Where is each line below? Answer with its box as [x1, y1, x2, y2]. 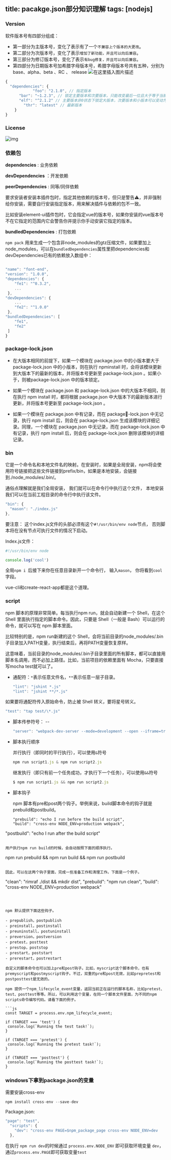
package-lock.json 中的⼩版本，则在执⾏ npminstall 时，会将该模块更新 [12, 363, 162, 370]
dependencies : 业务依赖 [5, 162, 59, 168]
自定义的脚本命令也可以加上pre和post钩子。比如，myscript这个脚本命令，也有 [5, 966, 150, 971]
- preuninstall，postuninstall [5, 928, 71, 934]
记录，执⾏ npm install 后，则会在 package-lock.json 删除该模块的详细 [17, 430, 164, 436]
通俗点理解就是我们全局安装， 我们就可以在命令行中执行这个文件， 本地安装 [5, 485, 164, 491]
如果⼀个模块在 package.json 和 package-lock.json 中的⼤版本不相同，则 [12, 387, 165, 393]
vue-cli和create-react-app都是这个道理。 [5, 584, 92, 590]
